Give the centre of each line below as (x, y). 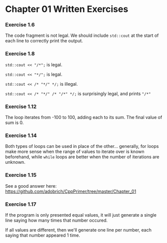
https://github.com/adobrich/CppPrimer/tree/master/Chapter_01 (71, 191)
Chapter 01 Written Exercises (67, 9)
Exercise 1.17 (21, 204)
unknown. (15, 162)
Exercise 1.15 (21, 175)
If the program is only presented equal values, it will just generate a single (81, 215)
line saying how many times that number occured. (57, 220)
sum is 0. (14, 122)
